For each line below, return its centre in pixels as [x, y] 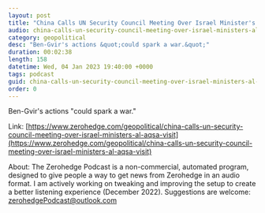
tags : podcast [32, 74]
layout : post [30, 15]
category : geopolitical [47, 37]
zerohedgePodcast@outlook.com [63, 200]
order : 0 [22, 89]
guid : [17, 81]
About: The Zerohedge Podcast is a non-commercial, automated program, [129, 167]
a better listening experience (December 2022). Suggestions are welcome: [129, 192]
